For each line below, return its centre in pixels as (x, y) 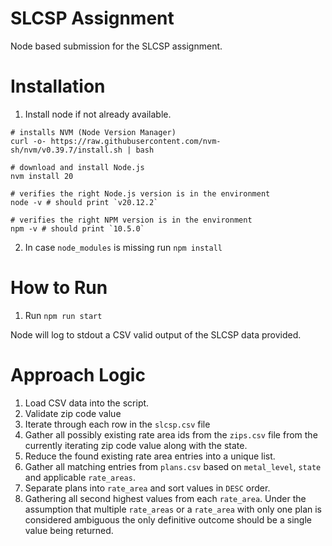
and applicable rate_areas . (80, 477)
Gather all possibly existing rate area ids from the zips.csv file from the (171, 434)
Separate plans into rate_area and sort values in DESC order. (147, 488)
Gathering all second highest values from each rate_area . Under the (165, 498)
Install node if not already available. (98, 114)
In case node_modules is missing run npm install (123, 247)
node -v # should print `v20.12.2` (84, 202)
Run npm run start (63, 315)
